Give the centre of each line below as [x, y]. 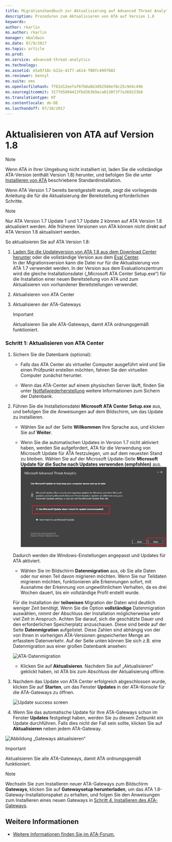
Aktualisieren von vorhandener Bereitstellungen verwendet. [75, 284]
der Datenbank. [37, 396]
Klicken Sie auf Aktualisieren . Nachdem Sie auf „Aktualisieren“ [87, 666]
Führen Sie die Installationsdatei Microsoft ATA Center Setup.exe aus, [87, 406]
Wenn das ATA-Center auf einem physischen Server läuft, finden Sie [92, 385]
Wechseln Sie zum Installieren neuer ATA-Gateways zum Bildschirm [77, 784]
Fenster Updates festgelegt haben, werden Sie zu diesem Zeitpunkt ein [88, 718]
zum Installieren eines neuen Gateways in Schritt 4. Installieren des [76, 800]
